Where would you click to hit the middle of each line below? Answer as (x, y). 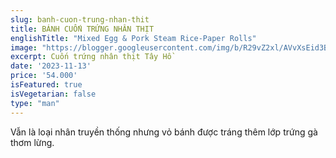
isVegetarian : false (53, 94)
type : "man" (35, 103)
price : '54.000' (44, 76)
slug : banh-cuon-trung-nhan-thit (80, 19)
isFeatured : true (46, 85)
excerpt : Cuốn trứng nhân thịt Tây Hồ (91, 57)
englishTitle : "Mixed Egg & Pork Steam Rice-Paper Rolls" (133, 38)
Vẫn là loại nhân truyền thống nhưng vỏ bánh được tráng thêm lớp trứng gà (164, 132)
